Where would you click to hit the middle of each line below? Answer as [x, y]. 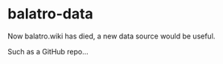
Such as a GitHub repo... [48, 51]
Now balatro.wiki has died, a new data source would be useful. [111, 36]
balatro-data [50, 14]
